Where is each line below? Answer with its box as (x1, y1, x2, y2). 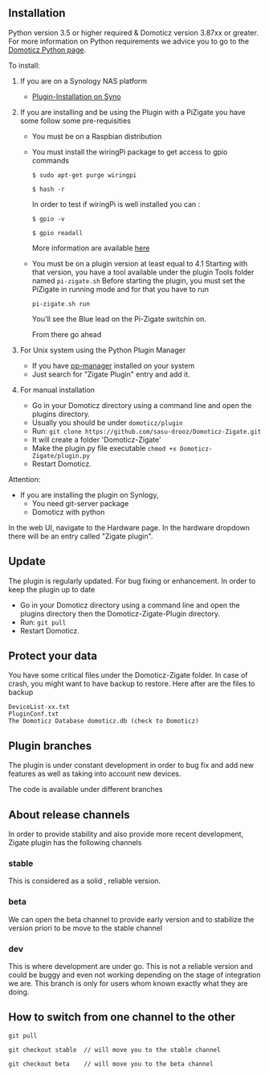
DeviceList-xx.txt (8, 703, 70, 711)
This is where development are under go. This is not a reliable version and (8, 961, 253, 971)
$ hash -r (31, 185, 66, 193)
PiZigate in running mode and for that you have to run (31, 284, 210, 294)
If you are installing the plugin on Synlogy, (19, 490, 159, 500)
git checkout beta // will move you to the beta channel (8, 1060, 214, 1068)
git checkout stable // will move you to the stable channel (8, 1045, 221, 1053)
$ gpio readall (31, 229, 83, 237)
